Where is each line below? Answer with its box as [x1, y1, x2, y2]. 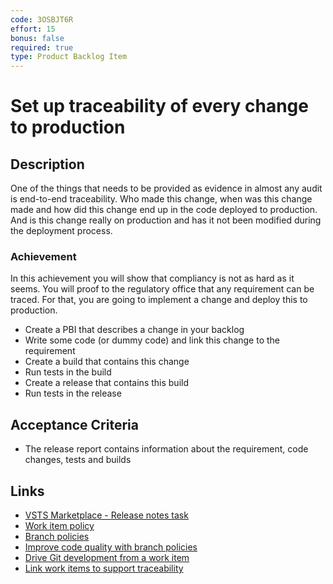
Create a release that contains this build [24, 377, 189, 389]
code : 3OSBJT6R [10, 14, 74, 25]
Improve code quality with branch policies [24, 541, 198, 553]
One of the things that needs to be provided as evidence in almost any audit [10, 182, 323, 195]
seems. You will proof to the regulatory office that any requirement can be [10, 283, 315, 295]
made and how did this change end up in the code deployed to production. [10, 204, 318, 216]
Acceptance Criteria [10, 416, 139, 433]
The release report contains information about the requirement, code [24, 443, 309, 455]
